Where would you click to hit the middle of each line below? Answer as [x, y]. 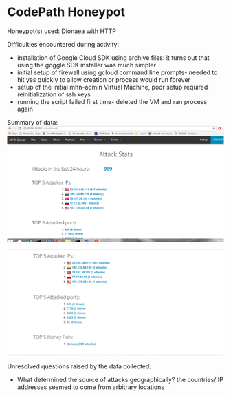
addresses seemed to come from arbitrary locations [91, 387]
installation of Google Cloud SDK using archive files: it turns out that [113, 57]
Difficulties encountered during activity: [63, 44]
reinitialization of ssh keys [54, 94]
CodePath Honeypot [66, 12]
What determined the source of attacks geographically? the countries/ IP [120, 380]
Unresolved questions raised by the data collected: [79, 366]
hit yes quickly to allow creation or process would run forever [104, 79]
